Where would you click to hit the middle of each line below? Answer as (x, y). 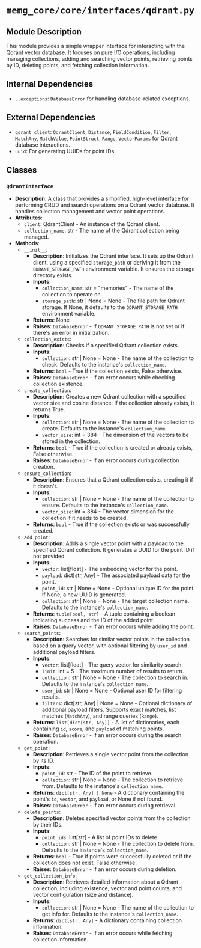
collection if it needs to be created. (85, 518)
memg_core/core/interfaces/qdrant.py (100, 11)
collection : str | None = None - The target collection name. (115, 601)
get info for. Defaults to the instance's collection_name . (110, 914)
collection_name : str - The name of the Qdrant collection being (101, 231)
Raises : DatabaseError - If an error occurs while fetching (103, 933)
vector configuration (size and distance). (83, 895)
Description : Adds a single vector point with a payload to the (108, 543)
